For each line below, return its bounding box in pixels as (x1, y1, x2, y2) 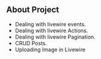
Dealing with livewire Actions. (14, 27, 88, 34)
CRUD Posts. (14, 39, 47, 46)
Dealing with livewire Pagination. (14, 33, 96, 41)
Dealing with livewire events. (14, 20, 86, 27)
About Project (6, 5, 60, 15)
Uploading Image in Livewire (14, 46, 86, 53)
